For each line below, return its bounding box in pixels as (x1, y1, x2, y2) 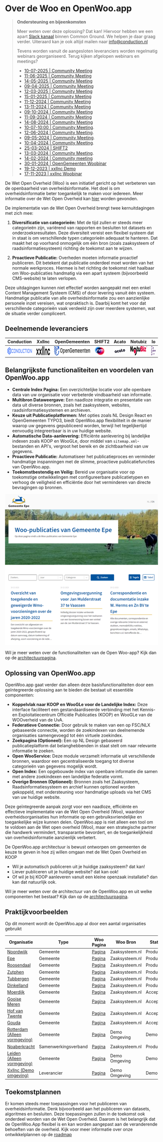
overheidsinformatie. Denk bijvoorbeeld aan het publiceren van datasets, (5, 1106, 150, 1112)
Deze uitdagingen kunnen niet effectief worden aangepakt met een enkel (5, 285, 151, 290)
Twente (7, 1013, 22, 1019)
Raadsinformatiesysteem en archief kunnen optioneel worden (12, 784, 135, 790)
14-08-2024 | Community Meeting (24, 119, 93, 125)
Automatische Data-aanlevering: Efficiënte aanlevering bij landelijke (12, 433, 150, 439)
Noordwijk (7, 949, 28, 954)
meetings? (16, 58, 38, 64)
